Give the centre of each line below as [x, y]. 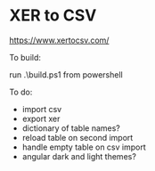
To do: [21, 92]
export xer [41, 118]
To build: [25, 57]
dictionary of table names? [71, 128]
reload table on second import [77, 137]
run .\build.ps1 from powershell [66, 74]
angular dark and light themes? [79, 156]
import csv [42, 109]
